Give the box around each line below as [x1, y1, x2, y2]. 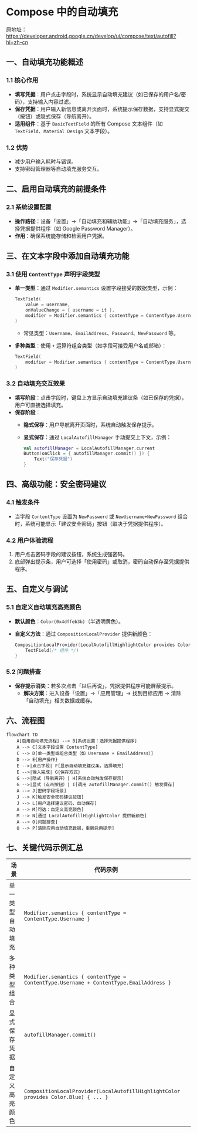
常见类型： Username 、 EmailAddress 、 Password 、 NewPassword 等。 [23, 329, 179, 336]
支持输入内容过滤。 [27, 98, 74, 105]
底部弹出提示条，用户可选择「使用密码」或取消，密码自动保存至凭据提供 [14, 558, 189, 565]
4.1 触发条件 [6, 498, 40, 506]
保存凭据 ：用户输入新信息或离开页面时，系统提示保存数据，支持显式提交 [14, 105, 189, 112]
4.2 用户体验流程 [6, 536, 54, 544]
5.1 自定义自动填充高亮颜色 [6, 603, 81, 611]
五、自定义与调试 [6, 584, 68, 594]
